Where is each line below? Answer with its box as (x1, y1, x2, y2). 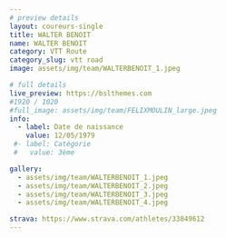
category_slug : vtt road (9, 55, 103, 64)
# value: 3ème (13, 148, 75, 157)
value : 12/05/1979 (25, 131, 95, 141)
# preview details (9, 13, 79, 23)
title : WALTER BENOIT (9, 30, 92, 39)
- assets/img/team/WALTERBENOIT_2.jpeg (17, 181, 169, 191)
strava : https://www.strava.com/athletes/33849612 (9, 214, 205, 223)
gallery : (9, 164, 43, 174)
